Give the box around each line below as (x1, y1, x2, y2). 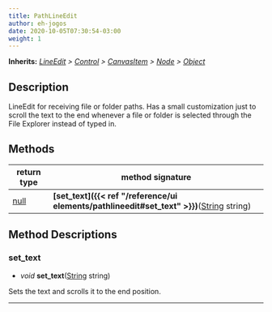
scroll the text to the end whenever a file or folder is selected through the (8, 110, 253, 120)
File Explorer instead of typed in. (8, 119, 117, 129)
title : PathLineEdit (8, 11, 79, 20)
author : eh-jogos (8, 19, 67, 28)
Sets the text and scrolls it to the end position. (8, 286, 162, 296)
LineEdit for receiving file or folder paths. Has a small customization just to (8, 102, 257, 112)
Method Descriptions (8, 228, 117, 241)
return (15, 166, 41, 177)
